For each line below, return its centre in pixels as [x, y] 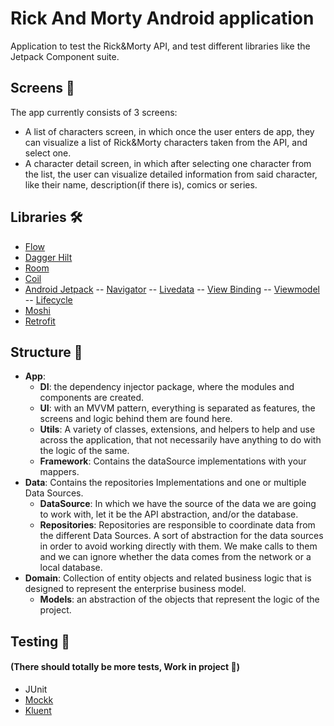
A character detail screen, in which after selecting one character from [168, 163]
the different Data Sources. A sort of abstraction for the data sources [181, 536]
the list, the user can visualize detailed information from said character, [171, 174]
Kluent [38, 710]
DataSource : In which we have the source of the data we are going [178, 504]
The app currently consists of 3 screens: [94, 112]
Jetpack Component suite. [65, 56]
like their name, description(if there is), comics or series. [141, 184]
